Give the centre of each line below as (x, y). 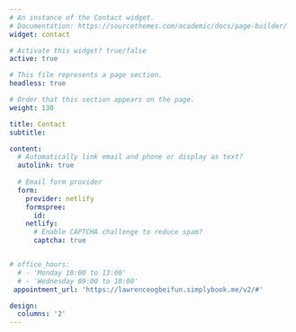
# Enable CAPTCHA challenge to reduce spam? (118, 232)
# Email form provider (60, 182)
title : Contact (38, 124)
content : (26, 149)
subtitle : (28, 132)
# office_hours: (40, 265)
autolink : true (46, 166)
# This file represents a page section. (86, 75)
